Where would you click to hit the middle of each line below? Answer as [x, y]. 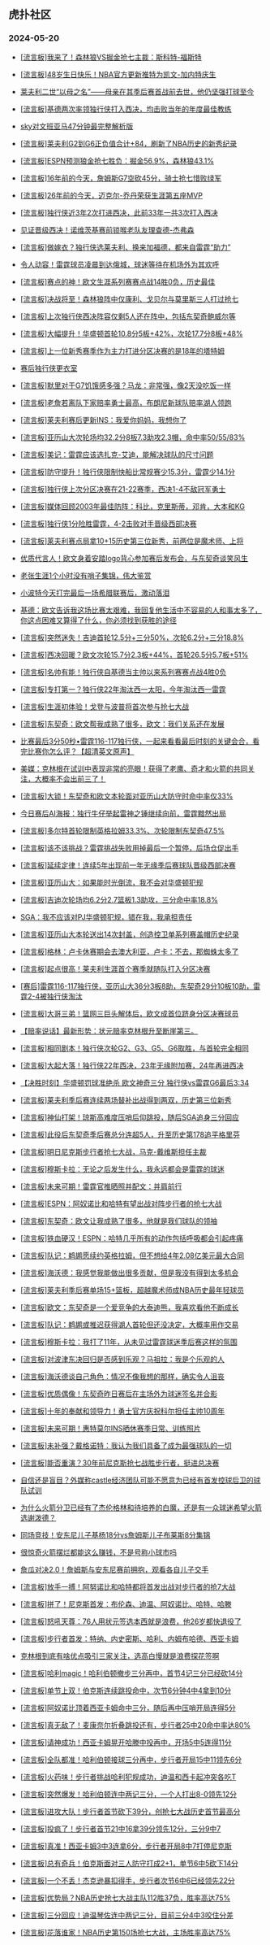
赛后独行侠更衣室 [49, 368]
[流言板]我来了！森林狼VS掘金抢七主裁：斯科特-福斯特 [111, 57]
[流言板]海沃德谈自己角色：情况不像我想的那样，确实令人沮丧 [122, 1376]
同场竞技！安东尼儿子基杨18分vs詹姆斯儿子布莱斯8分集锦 [115, 1534]
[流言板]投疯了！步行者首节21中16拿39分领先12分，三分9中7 [120, 1829]
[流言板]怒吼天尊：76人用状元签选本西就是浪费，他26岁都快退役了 [131, 1621]
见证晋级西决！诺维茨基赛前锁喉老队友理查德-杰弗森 [107, 229]
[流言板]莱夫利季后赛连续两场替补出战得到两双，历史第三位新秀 [126, 1099]
